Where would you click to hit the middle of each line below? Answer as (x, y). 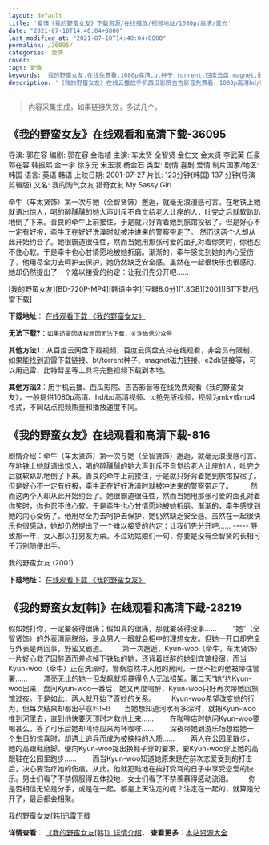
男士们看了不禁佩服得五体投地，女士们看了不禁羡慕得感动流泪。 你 (139, 779)
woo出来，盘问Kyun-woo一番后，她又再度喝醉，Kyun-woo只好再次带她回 (130, 688)
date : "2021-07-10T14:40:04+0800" (66, 30)
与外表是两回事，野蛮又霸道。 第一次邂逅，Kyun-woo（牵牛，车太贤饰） (133, 648)
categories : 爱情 (36, 53)
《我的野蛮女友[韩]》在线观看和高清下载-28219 (125, 608)
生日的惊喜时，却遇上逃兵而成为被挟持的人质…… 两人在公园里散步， (134, 738)
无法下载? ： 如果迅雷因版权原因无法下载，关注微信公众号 (90, 333)
